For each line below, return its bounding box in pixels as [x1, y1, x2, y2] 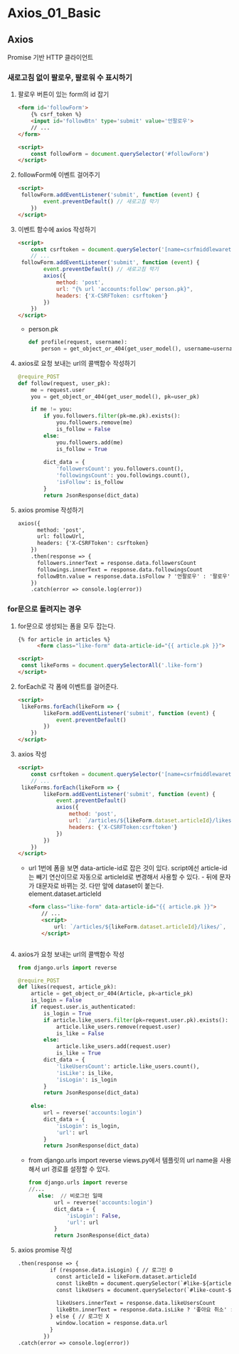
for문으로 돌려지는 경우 [7, 604, 82, 614]
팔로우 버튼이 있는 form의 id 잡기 [17, 90, 110, 99]
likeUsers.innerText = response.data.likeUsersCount [55, 1300, 216, 1307]
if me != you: [31, 406, 73, 413]
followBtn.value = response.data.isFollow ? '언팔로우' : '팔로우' [36, 573, 231, 580]
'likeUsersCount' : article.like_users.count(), [55, 1062, 200, 1070]
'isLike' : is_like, [55, 1069, 114, 1077]
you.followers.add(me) [55, 439, 124, 446]
